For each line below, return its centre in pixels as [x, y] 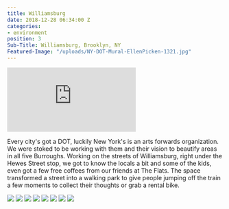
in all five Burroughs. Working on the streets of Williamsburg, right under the [115, 156]
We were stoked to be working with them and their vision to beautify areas [112, 149]
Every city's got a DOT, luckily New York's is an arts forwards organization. [113, 141]
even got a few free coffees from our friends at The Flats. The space [104, 170]
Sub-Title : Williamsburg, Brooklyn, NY [64, 45]
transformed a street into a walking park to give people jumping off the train [114, 177]
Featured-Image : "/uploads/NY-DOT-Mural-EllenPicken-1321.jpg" [99, 52]
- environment [27, 33]
